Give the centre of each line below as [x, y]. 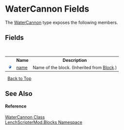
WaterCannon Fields [47, 9]
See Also [19, 94]
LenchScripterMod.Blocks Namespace [44, 122]
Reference [16, 106]
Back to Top [19, 78]
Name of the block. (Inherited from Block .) [75, 67]
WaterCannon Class [25, 117]
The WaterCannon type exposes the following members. [62, 22]
